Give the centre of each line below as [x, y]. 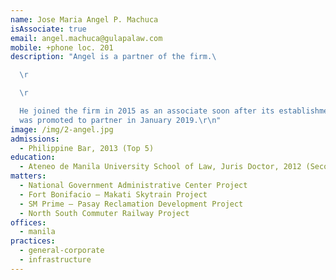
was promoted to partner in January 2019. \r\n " [120, 120]
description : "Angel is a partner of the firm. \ [113, 57]
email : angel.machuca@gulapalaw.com [86, 38]
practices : [33, 241]
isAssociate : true [48, 29]
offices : [28, 222]
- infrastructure [55, 260]
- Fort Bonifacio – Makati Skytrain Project [113, 194]
